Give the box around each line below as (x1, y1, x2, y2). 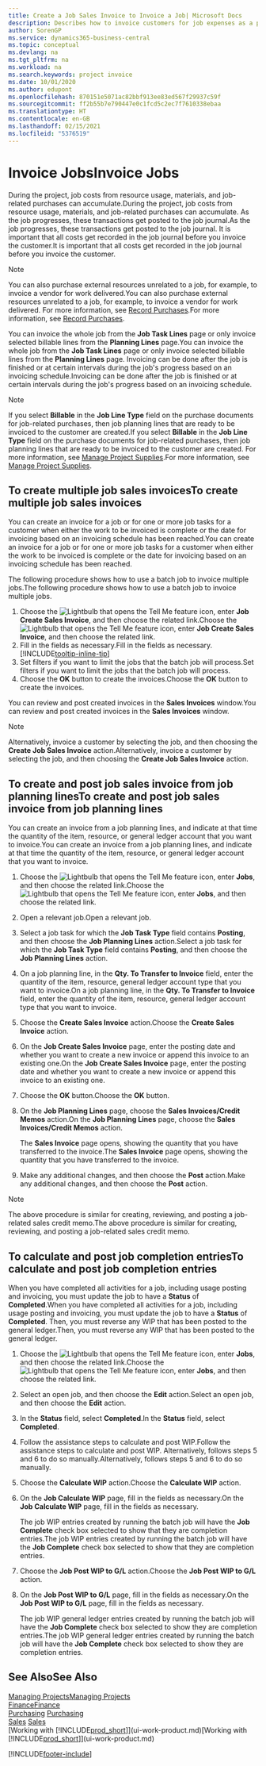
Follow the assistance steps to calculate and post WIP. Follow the (19, 1438, 231, 1446)
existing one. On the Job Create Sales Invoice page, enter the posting (19, 1058, 247, 1068)
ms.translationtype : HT (8, 108, 87, 116)
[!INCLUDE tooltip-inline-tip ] (19, 649, 110, 658)
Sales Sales (8, 1717, 46, 1726)
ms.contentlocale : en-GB (8, 115, 90, 123)
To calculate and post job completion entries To (8, 1250, 244, 1263)
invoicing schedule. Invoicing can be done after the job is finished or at (8, 370, 237, 381)
